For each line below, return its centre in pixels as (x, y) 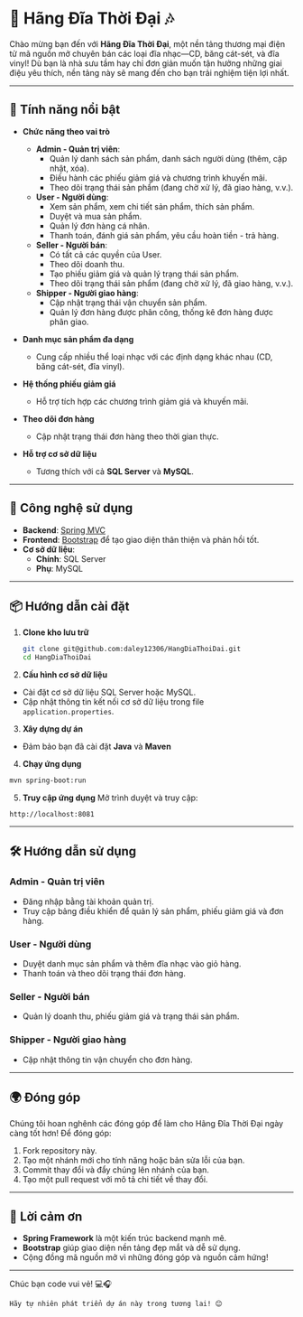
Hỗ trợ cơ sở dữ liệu (60, 453)
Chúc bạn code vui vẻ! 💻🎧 (61, 1284)
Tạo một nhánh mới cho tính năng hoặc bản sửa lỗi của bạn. (133, 1161)
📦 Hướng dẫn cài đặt (69, 606)
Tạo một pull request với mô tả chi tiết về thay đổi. (115, 1180)
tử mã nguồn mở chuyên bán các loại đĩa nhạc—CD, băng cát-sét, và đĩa (144, 53)
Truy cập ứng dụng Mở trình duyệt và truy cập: (110, 798)
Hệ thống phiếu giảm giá (69, 384)
